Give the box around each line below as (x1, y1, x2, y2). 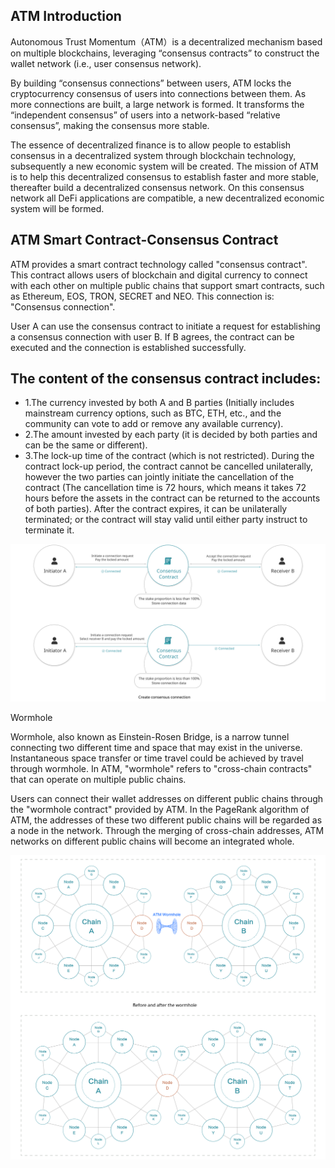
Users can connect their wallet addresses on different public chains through (10, 793, 324, 805)
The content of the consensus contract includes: (10, 370, 322, 388)
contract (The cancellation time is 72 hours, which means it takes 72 (24, 482, 307, 494)
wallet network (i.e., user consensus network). (10, 57, 202, 69)
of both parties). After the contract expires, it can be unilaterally (24, 503, 288, 515)
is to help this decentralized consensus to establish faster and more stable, (10, 170, 320, 183)
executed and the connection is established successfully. (10, 341, 247, 353)
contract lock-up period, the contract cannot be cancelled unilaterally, (24, 460, 314, 473)
